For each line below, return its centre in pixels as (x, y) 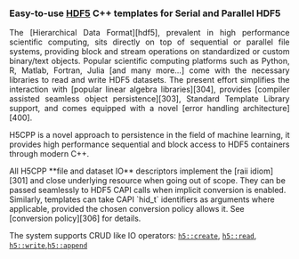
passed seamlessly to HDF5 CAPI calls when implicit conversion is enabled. (148, 190)
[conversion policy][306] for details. (75, 219)
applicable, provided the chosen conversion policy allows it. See (127, 209)
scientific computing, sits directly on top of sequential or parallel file (149, 42)
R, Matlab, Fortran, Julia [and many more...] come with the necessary (149, 70)
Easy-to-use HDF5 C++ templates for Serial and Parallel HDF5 (145, 13)
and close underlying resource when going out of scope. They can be (158, 181)
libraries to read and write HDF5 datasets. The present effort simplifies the (149, 80)
